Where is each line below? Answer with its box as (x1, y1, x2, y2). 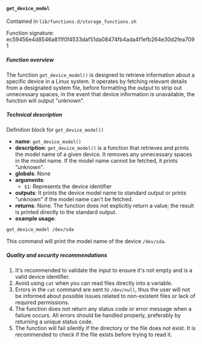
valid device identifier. (14, 273, 71, 280)
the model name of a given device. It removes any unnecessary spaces (14, 151, 192, 158)
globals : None (14, 170, 51, 177)
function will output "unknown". (6, 97, 84, 105)
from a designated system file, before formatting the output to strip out (6, 84, 182, 91)
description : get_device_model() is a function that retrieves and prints (14, 144, 189, 152)
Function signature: (6, 30, 54, 37)
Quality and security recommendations (6, 252, 107, 259)
